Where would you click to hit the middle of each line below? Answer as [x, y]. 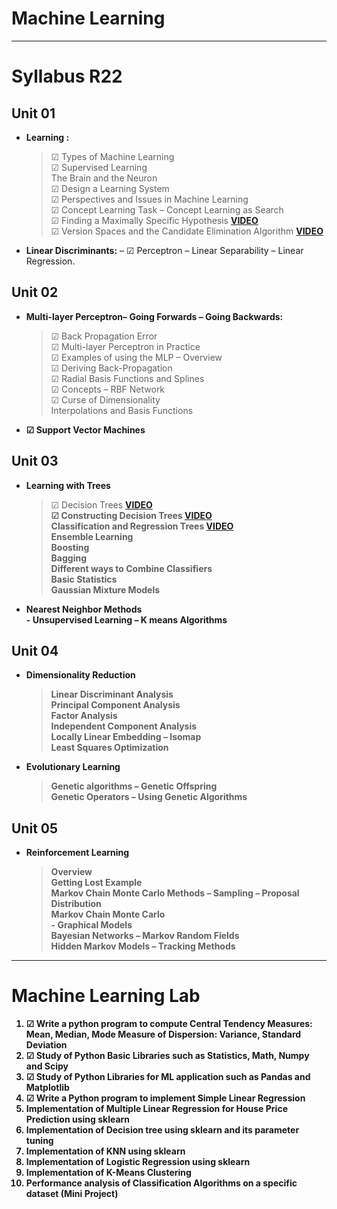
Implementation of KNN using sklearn [105, 1151]
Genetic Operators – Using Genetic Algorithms [149, 797]
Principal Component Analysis [115, 705]
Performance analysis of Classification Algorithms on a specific [161, 1183]
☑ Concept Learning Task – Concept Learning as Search [167, 209]
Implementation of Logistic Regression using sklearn [138, 1162]
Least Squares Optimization [109, 748]
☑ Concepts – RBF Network [108, 389]
